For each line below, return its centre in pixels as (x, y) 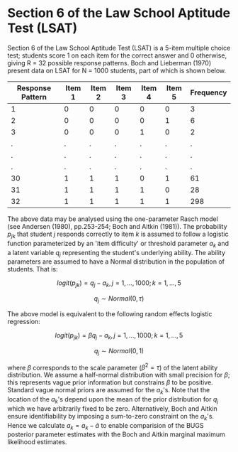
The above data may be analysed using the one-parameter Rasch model (113, 219)
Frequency (209, 92)
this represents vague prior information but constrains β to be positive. (110, 382)
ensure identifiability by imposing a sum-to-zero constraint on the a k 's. (111, 417)
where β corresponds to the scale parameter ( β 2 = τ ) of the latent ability (113, 367)
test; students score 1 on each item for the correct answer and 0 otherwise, (117, 55)
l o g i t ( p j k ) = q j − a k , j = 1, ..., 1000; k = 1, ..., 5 (119, 284)
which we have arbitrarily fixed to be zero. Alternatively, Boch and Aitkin (112, 408)
